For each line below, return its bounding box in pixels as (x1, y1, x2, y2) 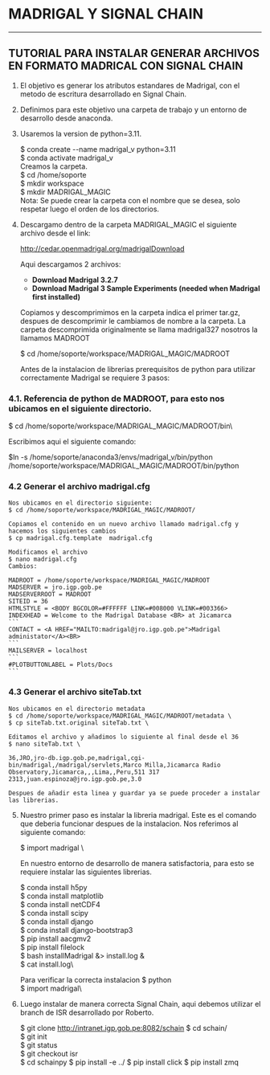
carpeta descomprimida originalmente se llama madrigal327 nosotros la (19, 325, 259, 334)
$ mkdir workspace (19, 178, 84, 188)
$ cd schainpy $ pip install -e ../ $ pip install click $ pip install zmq (19, 1057, 239, 1067)
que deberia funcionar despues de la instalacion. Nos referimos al (19, 819, 239, 828)
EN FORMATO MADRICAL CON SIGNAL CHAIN (8, 59, 243, 73)
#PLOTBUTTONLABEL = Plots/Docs (8, 660, 113, 669)
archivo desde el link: (19, 228, 91, 238)
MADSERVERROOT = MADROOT (8, 591, 92, 599)
